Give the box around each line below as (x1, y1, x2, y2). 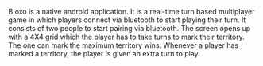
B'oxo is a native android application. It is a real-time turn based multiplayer (8, 7, 255, 16)
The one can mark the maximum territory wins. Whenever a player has (8, 41, 239, 50)
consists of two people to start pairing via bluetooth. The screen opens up (8, 24, 251, 33)
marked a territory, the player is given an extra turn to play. (8, 49, 200, 58)
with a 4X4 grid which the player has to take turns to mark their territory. (8, 32, 245, 41)
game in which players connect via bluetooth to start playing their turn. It (8, 15, 246, 25)
